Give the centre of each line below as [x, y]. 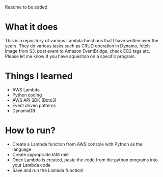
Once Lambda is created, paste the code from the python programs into [85, 160]
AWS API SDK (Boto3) [34, 100]
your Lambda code [31, 165]
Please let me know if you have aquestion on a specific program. [70, 56]
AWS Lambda [26, 89]
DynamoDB [24, 111]
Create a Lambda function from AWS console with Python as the [77, 144]
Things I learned [39, 76]
